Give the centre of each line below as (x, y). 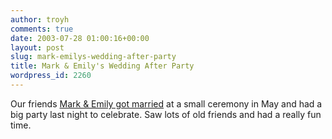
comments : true (42, 29)
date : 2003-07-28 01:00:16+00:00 (80, 38)
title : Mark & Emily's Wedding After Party (102, 66)
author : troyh (40, 19)
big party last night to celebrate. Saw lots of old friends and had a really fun (166, 114)
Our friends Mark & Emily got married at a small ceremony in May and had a (166, 103)
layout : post (37, 47)
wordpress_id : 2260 (51, 76)
